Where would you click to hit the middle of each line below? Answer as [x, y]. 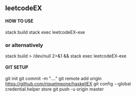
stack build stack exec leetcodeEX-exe [45, 32]
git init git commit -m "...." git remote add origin [53, 78]
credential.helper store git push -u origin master [54, 89]
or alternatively [24, 45]
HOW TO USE [19, 21]
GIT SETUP [17, 67]
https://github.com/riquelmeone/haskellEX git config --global [68, 84]
